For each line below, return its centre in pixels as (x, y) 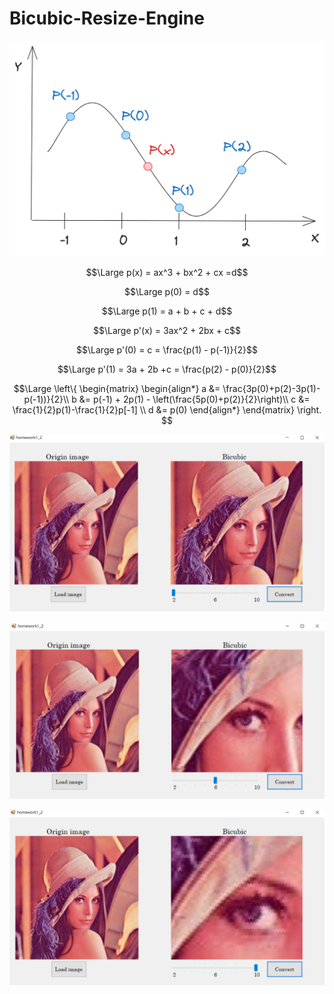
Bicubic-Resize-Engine (107, 18)
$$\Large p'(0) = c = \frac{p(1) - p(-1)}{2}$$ (167, 349)
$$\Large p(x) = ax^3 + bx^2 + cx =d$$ (167, 272)
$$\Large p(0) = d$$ (167, 291)
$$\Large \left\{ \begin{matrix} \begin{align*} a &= (117, 388)
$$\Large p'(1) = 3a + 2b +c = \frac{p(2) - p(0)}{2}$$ (167, 369)
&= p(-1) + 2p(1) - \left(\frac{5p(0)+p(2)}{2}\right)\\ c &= (194, 399)
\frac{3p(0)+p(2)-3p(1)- (271, 388)
